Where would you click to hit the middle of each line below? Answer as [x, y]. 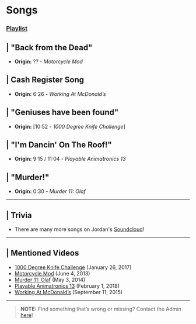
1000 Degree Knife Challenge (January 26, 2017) [73, 267]
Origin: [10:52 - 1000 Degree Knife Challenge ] [70, 126]
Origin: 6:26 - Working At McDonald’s [60, 94]
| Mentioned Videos [43, 253]
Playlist [17, 29]
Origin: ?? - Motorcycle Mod [49, 61]
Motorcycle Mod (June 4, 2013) [52, 273]
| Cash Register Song [45, 80]
